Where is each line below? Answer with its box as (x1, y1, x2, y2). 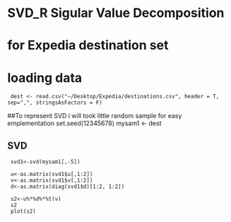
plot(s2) (10, 208, 37, 215)
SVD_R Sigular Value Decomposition (7, 5, 225, 21)
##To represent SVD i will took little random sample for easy (7, 112, 182, 120)
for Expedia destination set (7, 37, 169, 54)
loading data (7, 69, 83, 86)
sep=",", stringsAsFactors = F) (7, 99, 102, 107)
